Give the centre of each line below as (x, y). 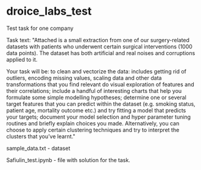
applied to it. (22, 59)
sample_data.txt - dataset (38, 148)
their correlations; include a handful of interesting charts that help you (94, 91)
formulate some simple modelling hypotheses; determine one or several (97, 97)
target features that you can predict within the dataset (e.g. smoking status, (101, 104)
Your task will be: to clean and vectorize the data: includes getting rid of (97, 71)
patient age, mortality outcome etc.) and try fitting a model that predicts (96, 110)
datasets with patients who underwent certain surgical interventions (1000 (100, 46)
